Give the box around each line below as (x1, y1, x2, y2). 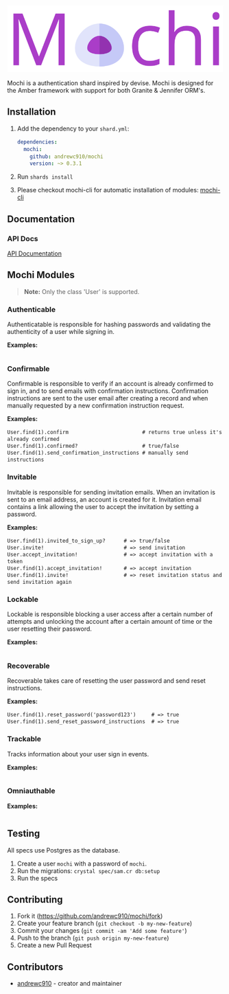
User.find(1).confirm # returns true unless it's (7, 429, 223, 436)
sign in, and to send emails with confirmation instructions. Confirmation (7, 387, 209, 395)
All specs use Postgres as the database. (7, 846, 121, 854)
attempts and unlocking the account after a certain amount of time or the (7, 617, 213, 625)
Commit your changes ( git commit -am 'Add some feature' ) (16, 927, 187, 935)
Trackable (7, 734, 42, 744)
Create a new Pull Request (16, 941, 93, 949)
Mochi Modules (7, 269, 75, 281)
